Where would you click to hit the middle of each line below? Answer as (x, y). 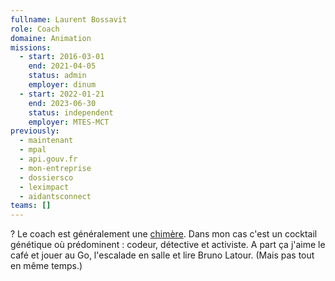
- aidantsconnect (55, 196)
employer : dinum (62, 85)
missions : (31, 47)
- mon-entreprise (55, 168)
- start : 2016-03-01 (62, 57)
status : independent (71, 112)
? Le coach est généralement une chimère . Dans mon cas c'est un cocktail (164, 234)
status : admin (57, 76)
